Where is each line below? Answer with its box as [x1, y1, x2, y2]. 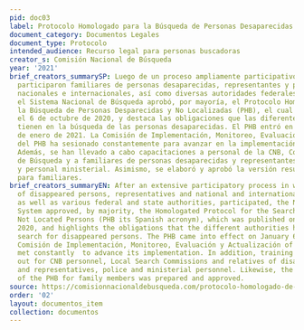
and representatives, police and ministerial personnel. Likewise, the [17, 266, 294, 275]
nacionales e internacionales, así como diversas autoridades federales [17, 89, 298, 98]
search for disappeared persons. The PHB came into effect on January [17, 231, 290, 240]
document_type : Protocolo [9, 38, 107, 48]
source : [9, 282, 39, 291]
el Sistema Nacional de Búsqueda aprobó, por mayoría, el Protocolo [17, 97, 281, 107]
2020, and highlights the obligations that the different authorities [17, 223, 290, 232]
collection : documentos [9, 307, 100, 316]
